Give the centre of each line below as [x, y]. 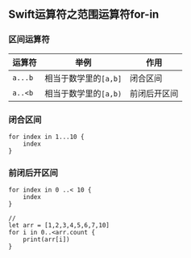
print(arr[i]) [46, 240]
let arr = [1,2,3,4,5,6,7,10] [59, 226]
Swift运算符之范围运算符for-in [84, 15]
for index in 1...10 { [46, 137]
